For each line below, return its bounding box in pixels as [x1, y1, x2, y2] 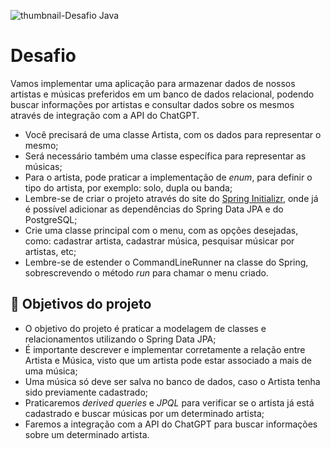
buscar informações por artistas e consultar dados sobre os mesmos [10, 98, 295, 110]
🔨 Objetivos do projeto [10, 296, 152, 313]
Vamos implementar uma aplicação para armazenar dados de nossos [10, 77, 296, 89]
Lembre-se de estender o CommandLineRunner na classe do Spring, [24, 256, 309, 268]
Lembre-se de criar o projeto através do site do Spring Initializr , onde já [24, 192, 319, 204]
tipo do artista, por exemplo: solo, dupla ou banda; [24, 181, 233, 194]
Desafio [10, 45, 77, 67]
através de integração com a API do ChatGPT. [10, 109, 200, 121]
